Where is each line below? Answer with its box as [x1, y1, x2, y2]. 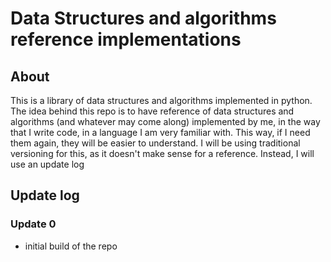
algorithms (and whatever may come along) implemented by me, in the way [10, 116, 321, 127]
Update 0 [10, 217, 57, 231]
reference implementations [10, 28, 242, 51]
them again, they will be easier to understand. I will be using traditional [10, 137, 301, 149]
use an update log [10, 158, 85, 170]
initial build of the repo [24, 240, 118, 252]
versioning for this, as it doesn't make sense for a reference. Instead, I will [10, 148, 315, 159]
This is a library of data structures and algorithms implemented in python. [10, 95, 313, 106]
